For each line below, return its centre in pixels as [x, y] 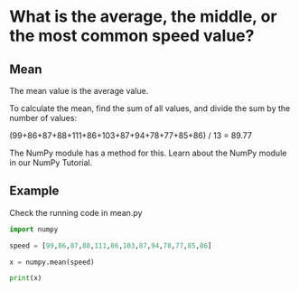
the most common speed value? [132, 36]
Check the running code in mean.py [76, 212]
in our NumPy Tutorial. [51, 163]
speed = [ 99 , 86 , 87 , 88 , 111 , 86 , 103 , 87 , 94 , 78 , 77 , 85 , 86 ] [111, 246]
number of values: [43, 118]
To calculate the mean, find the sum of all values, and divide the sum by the [150, 108]
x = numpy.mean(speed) [52, 262]
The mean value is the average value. [79, 91]
